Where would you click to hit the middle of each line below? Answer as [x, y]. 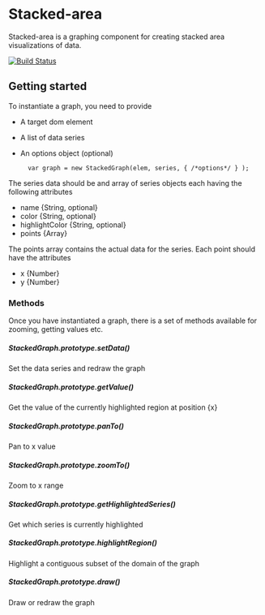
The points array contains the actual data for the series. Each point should [132, 249]
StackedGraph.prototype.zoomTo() [69, 465]
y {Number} [40, 282]
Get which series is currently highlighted [76, 524]
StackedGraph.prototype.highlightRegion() [83, 543]
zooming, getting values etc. [56, 329]
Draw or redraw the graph [52, 602]
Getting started [48, 86]
